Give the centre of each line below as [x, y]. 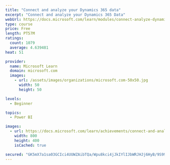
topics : [13, 113]
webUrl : [13, 19]
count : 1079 [23, 43]
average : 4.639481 [29, 48]
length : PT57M [20, 33]
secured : [14, 154]
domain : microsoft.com [34, 71]
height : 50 [30, 90]
